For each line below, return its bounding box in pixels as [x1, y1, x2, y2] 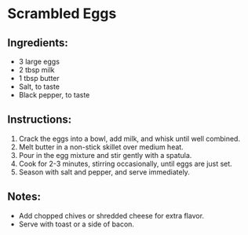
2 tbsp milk [18, 65, 56, 75]
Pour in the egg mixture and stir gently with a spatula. [18, 150, 192, 160]
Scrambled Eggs [7, 5, 117, 23]
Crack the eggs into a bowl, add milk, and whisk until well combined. [18, 134, 241, 143]
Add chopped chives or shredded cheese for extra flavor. [18, 211, 205, 220]
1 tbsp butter [18, 74, 60, 83]
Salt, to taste [18, 82, 60, 91]
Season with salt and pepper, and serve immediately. [18, 167, 190, 177]
